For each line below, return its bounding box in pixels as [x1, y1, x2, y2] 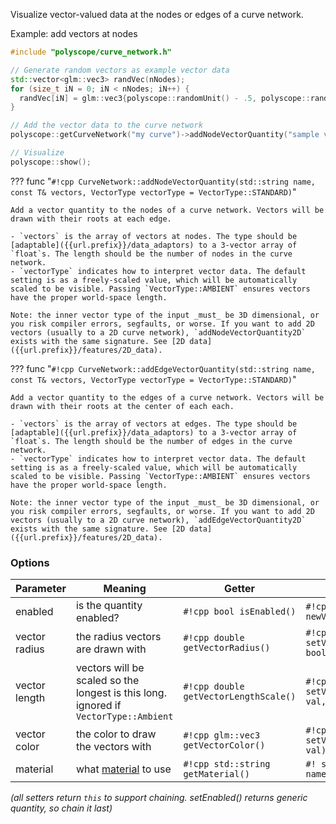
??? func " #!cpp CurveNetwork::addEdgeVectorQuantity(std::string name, [10, 362, 316, 374]
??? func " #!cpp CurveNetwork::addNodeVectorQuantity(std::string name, [10, 175, 316, 187]
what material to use [75, 762, 172, 776]
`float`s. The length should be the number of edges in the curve [10, 436, 293, 446]
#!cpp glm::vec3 [183, 730, 261, 741]
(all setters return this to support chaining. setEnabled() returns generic [10, 792, 308, 804]
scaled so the [75, 674, 140, 688]
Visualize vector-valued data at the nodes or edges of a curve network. [10, 9, 304, 20]
